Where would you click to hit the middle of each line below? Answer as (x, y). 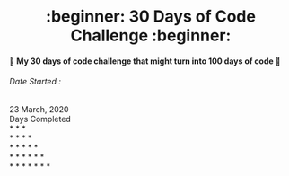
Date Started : (35, 82)
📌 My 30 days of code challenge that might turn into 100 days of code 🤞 (145, 61)
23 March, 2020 (39, 109)
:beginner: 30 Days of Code (151, 17)
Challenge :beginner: (151, 35)
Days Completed (40, 119)
